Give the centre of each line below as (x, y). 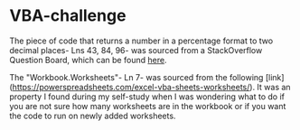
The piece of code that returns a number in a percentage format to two (141, 41)
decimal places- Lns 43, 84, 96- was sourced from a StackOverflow (136, 50)
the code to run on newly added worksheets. (93, 116)
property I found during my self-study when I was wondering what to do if (147, 97)
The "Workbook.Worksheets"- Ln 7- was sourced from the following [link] (147, 77)
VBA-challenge (68, 16)
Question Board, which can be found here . (88, 60)
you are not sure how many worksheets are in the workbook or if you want (148, 106)
